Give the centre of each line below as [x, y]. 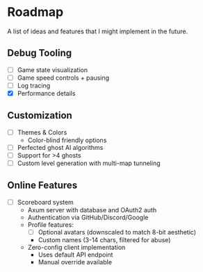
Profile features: [51, 224]
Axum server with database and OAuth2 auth [92, 210]
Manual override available [75, 262]
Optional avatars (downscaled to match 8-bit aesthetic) [117, 232]
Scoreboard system [46, 202]
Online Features [42, 186]
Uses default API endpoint [75, 255]
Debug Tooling [40, 53]
